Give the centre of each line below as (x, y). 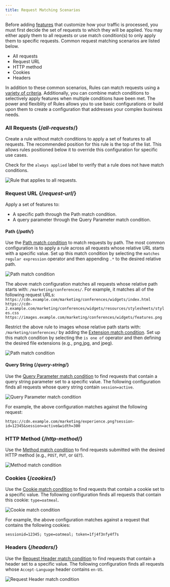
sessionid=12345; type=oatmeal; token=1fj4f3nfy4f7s (62, 535)
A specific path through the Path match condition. (64, 214)
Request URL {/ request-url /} (41, 193)
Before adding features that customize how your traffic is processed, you (82, 24)
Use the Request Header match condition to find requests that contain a (80, 558)
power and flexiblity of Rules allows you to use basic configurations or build (84, 104)
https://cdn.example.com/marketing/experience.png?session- (70, 421)
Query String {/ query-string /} (37, 365)
